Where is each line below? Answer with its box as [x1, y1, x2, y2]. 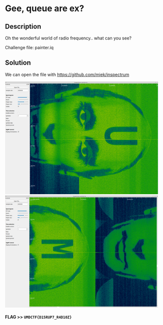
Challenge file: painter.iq [5, 45, 54, 50]
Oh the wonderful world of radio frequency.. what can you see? [5, 35, 132, 41]
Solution [5, 59, 31, 67]
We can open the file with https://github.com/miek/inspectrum [5, 72, 130, 77]
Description [5, 22, 41, 31]
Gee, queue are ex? [5, 3, 84, 14]
